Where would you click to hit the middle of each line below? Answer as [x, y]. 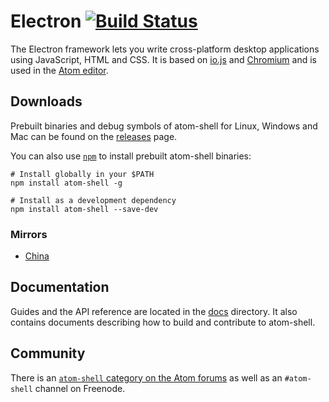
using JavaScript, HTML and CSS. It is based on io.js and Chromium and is [163, 59]
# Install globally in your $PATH [82, 174]
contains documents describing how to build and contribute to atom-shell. [163, 322]
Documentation [60, 287]
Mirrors [29, 234]
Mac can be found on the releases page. [94, 136]
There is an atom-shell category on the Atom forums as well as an [146, 377]
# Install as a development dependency [93, 200]
